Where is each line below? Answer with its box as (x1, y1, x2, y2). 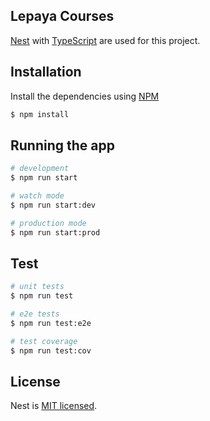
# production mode (10, 218, 87, 228)
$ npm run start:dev (10, 200, 97, 210)
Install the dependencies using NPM (10, 90, 160, 102)
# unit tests (10, 282, 65, 292)
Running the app (10, 137, 115, 154)
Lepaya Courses (10, 8, 115, 25)
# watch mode (10, 191, 65, 201)
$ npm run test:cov (10, 345, 92, 356)
